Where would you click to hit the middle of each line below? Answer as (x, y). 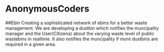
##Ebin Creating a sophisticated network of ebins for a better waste (76, 23)
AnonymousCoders (47, 9)
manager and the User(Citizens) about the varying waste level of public (80, 33)
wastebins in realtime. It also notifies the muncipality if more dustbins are (82, 39)
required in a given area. (31, 44)
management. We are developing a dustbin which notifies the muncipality (82, 28)
